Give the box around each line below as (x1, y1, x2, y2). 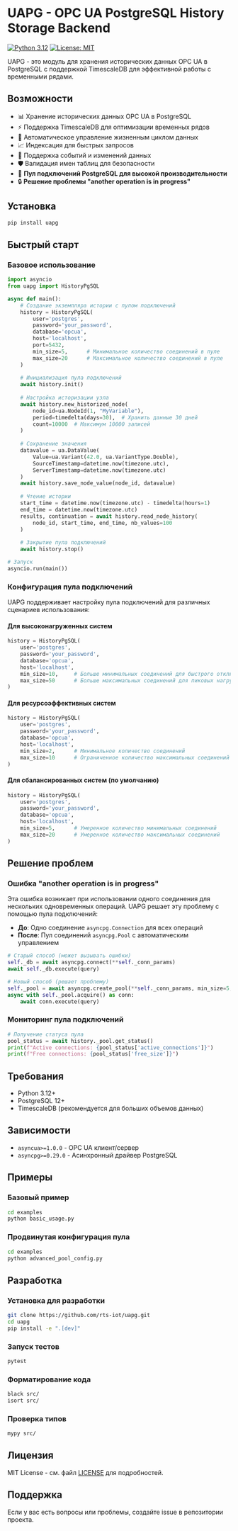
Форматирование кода (7, 1374, 91, 1384)
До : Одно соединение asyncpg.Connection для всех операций (17, 923, 203, 932)
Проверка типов (7, 1413, 67, 1423)
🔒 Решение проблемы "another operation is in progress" (17, 177, 191, 186)
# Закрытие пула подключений (20, 539, 106, 546)
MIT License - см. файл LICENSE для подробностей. (7, 1468, 164, 1476)
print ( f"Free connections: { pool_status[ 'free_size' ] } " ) (7, 1051, 179, 1058)
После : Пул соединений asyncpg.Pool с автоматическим (17, 931, 189, 939)
